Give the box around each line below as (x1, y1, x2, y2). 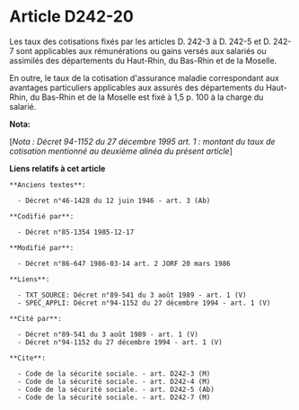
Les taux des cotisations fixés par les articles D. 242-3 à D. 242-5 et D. (9, 36, 271, 47)
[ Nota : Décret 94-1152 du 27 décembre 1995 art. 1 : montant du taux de (9, 136, 276, 147)
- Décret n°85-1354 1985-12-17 (17, 227, 135, 236)
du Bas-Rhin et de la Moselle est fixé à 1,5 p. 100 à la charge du (30, 92, 264, 102)
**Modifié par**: (9, 243, 75, 253)
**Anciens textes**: (9, 180, 87, 190)
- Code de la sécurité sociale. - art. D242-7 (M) (17, 393, 211, 402)
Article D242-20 (9, 6, 135, 27)
